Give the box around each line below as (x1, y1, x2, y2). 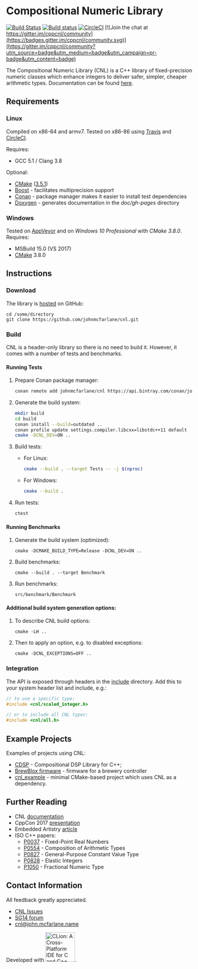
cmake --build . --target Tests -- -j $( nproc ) (23, 466, 143, 472)
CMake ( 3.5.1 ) (14, 180, 48, 187)
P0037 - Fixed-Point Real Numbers (23, 838, 109, 845)
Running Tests (6, 364, 43, 371)
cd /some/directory (6, 311, 54, 317)
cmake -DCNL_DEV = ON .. (14, 432, 71, 438)
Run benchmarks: (14, 580, 58, 588)
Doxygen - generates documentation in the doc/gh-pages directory (14, 199, 180, 206)
